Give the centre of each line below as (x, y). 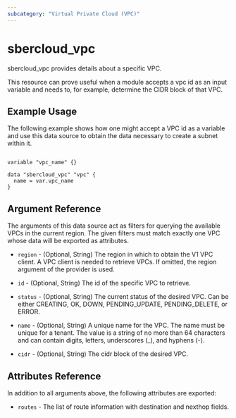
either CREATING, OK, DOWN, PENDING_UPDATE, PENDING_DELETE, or (122, 305)
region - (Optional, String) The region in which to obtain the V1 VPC (115, 254)
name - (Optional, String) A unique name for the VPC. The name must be (121, 326)
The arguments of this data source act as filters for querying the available (114, 226)
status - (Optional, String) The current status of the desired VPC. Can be (123, 297)
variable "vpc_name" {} (42, 163)
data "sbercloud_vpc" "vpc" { (52, 175)
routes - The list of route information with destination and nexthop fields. (123, 407)
